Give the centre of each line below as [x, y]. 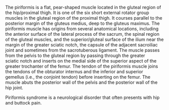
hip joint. [14, 88]
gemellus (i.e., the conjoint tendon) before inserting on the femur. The [78, 77]
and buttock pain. [24, 103]
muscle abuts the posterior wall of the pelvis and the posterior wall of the [81, 82]
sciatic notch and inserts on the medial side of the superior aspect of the [81, 61]
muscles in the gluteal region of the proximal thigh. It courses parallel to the [84, 18]
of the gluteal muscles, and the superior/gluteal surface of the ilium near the [85, 39]
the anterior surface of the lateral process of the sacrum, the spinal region [82, 34]
